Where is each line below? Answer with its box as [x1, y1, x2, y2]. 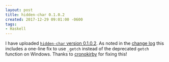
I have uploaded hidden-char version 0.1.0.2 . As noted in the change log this [5, 40, 164, 46]
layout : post [5, 7, 33, 13]
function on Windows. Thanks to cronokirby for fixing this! [5, 51, 127, 57]
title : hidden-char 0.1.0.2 [5, 12, 65, 17]
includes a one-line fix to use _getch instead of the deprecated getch [5, 46, 149, 52]
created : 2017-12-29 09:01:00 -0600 [5, 17, 83, 22]
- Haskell [5, 26, 26, 32]
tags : [5, 21, 17, 27]
